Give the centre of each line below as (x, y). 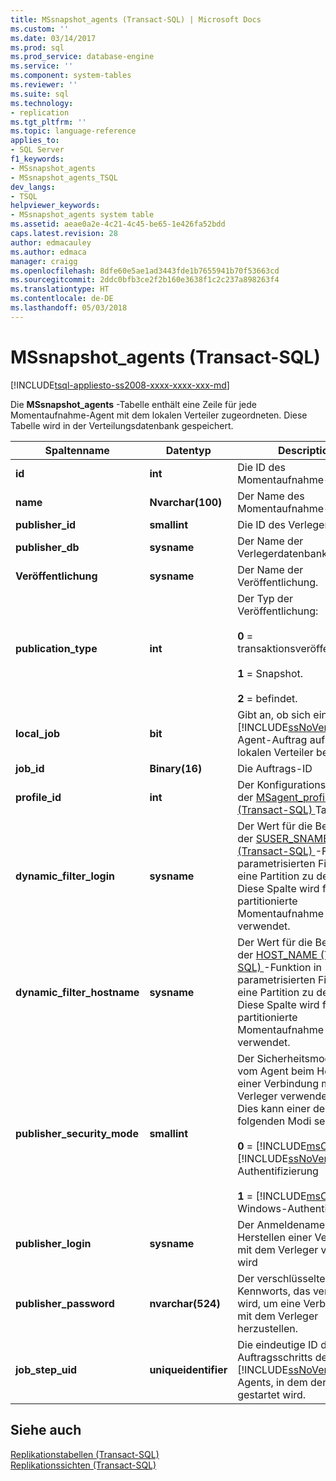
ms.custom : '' (40, 29)
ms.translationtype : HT (60, 289)
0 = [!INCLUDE (272, 1146)
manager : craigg (44, 261)
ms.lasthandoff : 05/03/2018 (69, 308)
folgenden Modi (274, 1121)
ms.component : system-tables (71, 76)
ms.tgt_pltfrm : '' (48, 122)
